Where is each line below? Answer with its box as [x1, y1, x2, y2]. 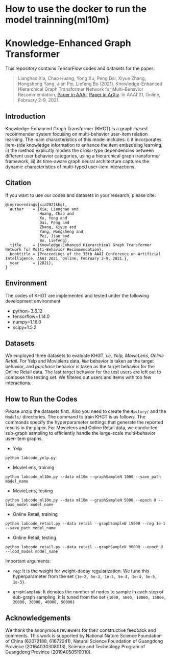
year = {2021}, [10, 260, 54, 266]
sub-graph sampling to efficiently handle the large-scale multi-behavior [5, 430, 156, 436]
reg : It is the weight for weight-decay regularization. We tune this [12, 568, 150, 574]
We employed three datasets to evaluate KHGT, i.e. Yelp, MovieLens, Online [5, 352, 164, 359]
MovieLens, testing [12, 488, 53, 494]
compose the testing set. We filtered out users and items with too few [5, 374, 152, 381]
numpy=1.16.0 [12, 318, 42, 325]
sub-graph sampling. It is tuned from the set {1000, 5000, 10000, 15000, [12, 594, 166, 601]
